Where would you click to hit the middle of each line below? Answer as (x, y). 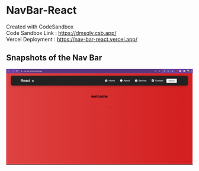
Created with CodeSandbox (40, 27)
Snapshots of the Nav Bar (54, 58)
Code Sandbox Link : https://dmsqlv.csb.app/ (61, 33)
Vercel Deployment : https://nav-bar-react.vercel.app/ (72, 39)
